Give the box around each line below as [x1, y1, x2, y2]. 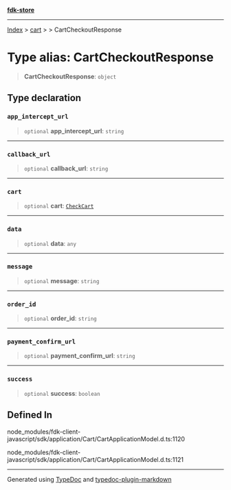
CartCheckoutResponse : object [23, 72, 117, 80]
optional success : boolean [23, 389, 101, 397]
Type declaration [7, 92, 81, 104]
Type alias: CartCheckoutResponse [7, 49, 214, 65]
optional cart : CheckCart [23, 202, 94, 210]
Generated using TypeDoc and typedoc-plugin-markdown [7, 475, 172, 483]
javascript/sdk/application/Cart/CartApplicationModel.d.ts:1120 [7, 434, 186, 443]
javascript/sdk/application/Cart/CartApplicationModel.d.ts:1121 [7, 455, 184, 463]
